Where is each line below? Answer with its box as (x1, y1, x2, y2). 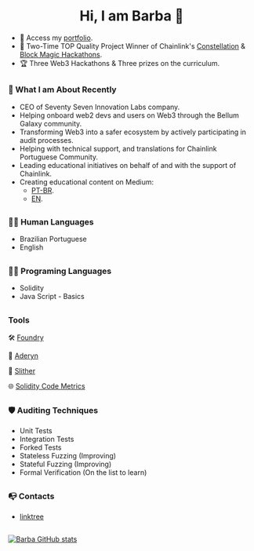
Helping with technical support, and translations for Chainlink (19, 144, 217, 153)
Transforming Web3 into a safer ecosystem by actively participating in (19, 127, 247, 137)
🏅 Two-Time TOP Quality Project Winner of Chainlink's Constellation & (19, 41, 245, 50)
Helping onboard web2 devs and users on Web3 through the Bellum (19, 110, 239, 120)
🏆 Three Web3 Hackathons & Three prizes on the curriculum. (19, 58, 220, 68)
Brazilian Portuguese (19, 235, 88, 244)
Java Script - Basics (19, 292, 85, 301)
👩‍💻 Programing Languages (8, 265, 112, 276)
